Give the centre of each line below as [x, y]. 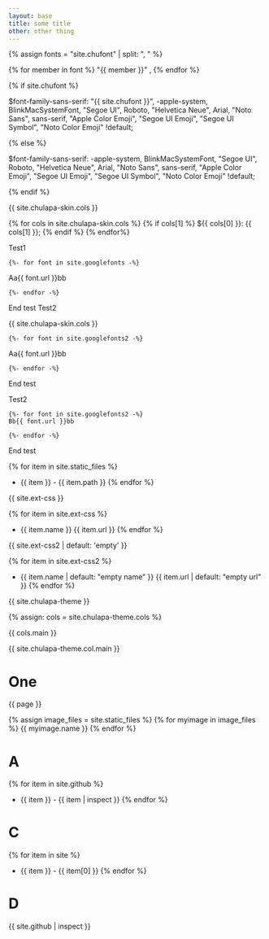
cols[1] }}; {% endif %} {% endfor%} [69, 232]
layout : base [30, 16]
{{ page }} [25, 704]
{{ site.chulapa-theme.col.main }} [64, 649]
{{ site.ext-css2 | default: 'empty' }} [68, 545]
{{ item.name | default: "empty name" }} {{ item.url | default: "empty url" [141, 577]
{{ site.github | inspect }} [50, 926]
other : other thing [41, 31]
